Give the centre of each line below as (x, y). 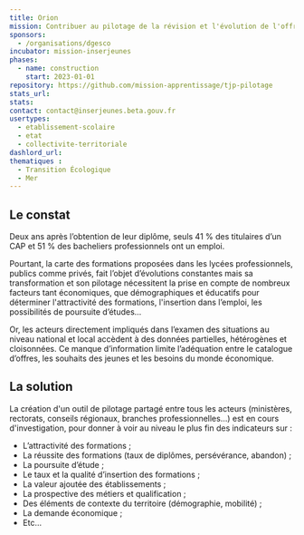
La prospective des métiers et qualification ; (104, 493)
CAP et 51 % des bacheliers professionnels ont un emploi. (117, 247)
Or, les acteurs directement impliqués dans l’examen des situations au (139, 330)
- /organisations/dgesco (64, 43)
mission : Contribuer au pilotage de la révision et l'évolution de (139, 26)
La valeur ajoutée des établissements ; (94, 484)
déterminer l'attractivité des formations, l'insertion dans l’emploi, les (136, 302)
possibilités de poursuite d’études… (76, 312)
